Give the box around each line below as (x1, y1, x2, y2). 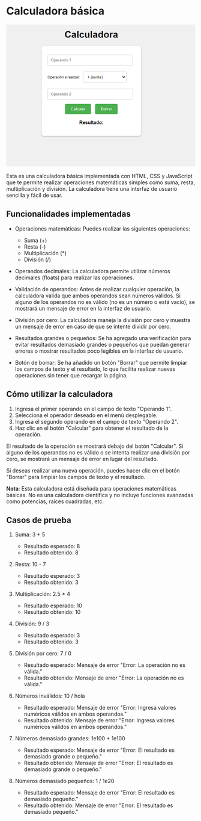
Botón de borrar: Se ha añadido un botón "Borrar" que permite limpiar (14, 359, 188, 366)
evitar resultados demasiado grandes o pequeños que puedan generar (14, 341, 190, 348)
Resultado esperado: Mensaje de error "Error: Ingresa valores (23, 704, 176, 711)
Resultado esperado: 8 (23, 543, 80, 550)
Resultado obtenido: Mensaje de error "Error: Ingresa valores (23, 717, 175, 724)
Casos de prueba (6, 515, 71, 525)
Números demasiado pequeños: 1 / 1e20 (14, 778, 115, 785)
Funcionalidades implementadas (6, 209, 131, 219)
